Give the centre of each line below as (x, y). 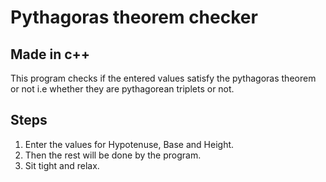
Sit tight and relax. (62, 165)
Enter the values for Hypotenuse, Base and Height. (129, 144)
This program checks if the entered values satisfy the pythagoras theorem (163, 78)
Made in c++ (50, 54)
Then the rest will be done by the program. (113, 155)
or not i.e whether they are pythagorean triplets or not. (122, 89)
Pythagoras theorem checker (134, 17)
